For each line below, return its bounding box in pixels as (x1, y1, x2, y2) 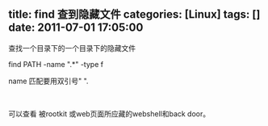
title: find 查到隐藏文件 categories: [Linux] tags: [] (8, 7, 261, 22)
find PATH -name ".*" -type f (8, 59, 103, 69)
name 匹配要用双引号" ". (8, 76, 89, 86)
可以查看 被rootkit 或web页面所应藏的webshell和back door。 (8, 108, 211, 119)
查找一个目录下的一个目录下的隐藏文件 (8, 43, 136, 52)
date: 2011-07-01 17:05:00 (8, 21, 144, 35)
